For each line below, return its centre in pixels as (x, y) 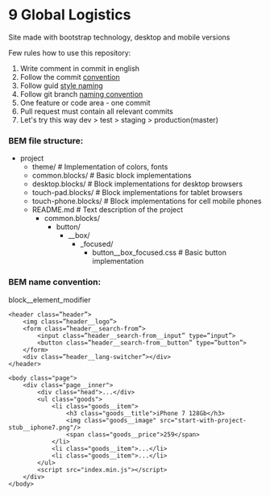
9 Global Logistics (70, 15)
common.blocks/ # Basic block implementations (112, 176)
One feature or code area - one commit (85, 102)
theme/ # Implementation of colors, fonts (100, 167)
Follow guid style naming (61, 85)
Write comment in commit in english (79, 68)
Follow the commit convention (70, 77)
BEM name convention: (55, 282)
